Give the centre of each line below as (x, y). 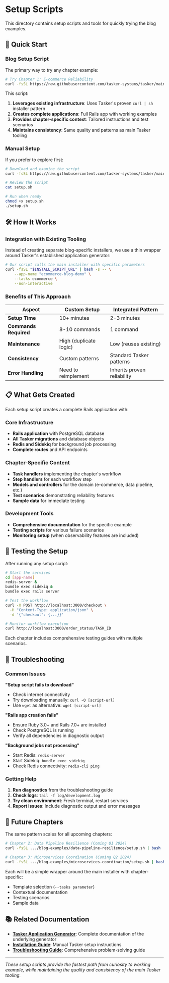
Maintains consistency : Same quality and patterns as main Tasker (81, 130)
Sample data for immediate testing (49, 501)
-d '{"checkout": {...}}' (37, 615)
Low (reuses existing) (135, 344)
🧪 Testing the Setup (36, 551)
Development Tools (29, 514)
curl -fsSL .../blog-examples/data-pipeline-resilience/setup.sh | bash (83, 848)
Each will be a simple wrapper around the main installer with (67, 871)
